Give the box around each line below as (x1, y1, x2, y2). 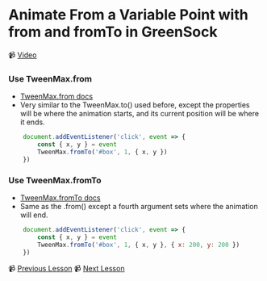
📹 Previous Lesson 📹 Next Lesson (8, 263, 125, 273)
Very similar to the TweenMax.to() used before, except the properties (19, 100, 250, 110)
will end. (19, 210, 48, 220)
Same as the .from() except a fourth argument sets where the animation (19, 202, 258, 212)
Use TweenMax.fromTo (8, 174, 102, 186)
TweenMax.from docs (19, 91, 94, 102)
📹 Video (8, 50, 37, 60)
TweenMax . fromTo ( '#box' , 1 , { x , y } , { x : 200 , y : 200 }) (37, 241, 240, 249)
